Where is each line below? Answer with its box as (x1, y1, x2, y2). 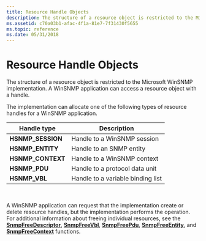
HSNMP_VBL (9, 174, 47, 183)
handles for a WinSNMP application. (6, 109, 98, 117)
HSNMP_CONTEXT (9, 154, 66, 163)
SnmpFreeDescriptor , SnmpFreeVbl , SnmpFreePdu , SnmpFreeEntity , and (6, 221, 197, 229)
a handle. (6, 91, 30, 98)
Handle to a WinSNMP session (71, 135, 159, 143)
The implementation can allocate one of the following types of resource (6, 103, 187, 111)
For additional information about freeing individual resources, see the (6, 215, 181, 222)
